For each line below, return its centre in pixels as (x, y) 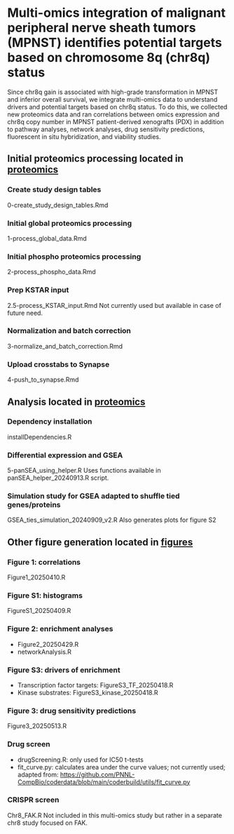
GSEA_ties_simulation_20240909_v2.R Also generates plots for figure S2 (112, 520)
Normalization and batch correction (69, 331)
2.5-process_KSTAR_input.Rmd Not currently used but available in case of (115, 305)
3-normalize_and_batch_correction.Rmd (65, 346)
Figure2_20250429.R (48, 644)
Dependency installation (50, 422)
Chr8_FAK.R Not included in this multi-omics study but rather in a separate (115, 815)
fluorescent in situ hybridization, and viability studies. (84, 136)
